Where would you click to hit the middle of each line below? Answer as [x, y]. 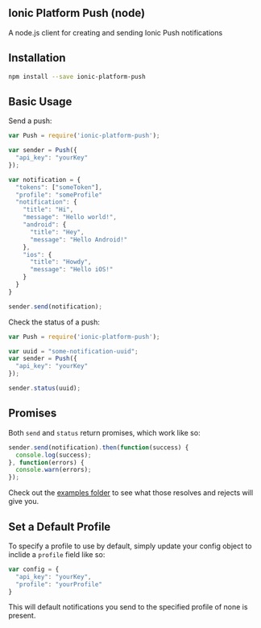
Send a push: [30, 121]
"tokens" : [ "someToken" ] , [59, 187]
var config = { [34, 569]
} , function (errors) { [46, 462]
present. [22, 616]
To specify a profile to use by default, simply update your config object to [130, 546]
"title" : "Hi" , [48, 210]
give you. [23, 502]
